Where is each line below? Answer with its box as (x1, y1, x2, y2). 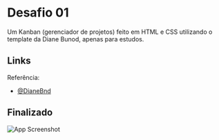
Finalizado (7, 107, 53, 119)
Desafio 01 (7, 5, 69, 21)
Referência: (7, 73, 40, 81)
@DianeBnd (17, 86, 52, 94)
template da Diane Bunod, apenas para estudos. (7, 34, 144, 43)
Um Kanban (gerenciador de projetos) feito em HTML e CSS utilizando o (7, 28, 213, 36)
